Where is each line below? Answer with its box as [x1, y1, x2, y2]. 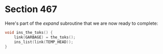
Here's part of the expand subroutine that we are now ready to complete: [5, 20, 158, 26]
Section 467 [5, 4, 57, 15]
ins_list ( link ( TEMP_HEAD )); [14, 39, 73, 44]
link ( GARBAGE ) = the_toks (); [14, 34, 76, 40]
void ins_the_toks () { [5, 30, 53, 35]
